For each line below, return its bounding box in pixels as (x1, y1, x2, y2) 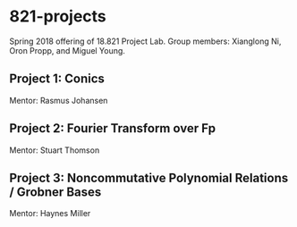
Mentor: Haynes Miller (9, 208, 91, 219)
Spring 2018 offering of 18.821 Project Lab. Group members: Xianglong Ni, (9, 36, 282, 46)
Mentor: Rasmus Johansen (9, 95, 108, 105)
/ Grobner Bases (9, 184, 102, 199)
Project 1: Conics (9, 71, 106, 87)
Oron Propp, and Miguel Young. (9, 45, 125, 55)
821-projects (9, 6, 107, 27)
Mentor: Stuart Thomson (9, 145, 100, 156)
